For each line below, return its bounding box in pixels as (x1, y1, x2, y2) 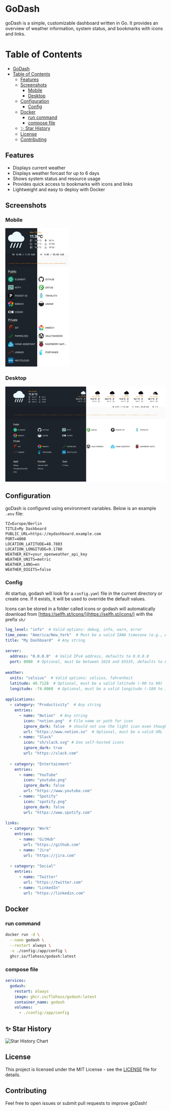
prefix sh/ (5, 616, 26, 622)
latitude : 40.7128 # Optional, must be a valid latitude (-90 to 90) (10, 680, 163, 686)
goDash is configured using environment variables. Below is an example (5, 505, 156, 511)
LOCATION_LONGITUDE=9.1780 (5, 546, 63, 551)
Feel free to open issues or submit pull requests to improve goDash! (5, 1100, 148, 1106)
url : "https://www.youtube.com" (23, 789, 93, 794)
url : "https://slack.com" (23, 751, 79, 756)
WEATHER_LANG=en (5, 562, 40, 567)
